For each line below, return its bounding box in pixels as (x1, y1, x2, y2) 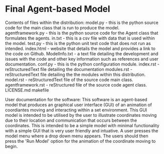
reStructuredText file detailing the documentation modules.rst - (5, 66, 133, 72)
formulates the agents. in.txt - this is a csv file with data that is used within (5, 35, 155, 41)
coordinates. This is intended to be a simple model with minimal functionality (5, 122, 160, 128)
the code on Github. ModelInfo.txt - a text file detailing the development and (5, 50, 159, 57)
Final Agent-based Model (5, 3, 110, 15)
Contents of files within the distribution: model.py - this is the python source (5, 20, 159, 25)
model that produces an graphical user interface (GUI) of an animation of (5, 102, 152, 108)
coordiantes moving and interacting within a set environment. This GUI (5, 107, 147, 113)
